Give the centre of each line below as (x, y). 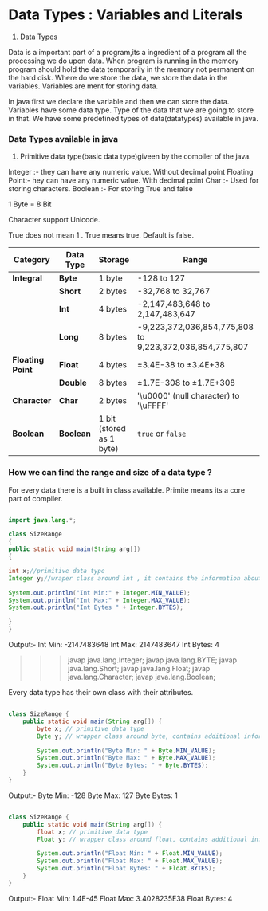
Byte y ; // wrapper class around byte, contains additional (139, 736)
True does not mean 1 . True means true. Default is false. (101, 235)
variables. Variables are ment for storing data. (83, 86)
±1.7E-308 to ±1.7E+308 (186, 383)
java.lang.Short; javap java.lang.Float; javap (139, 669)
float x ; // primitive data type (93, 832)
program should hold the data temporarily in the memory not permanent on (132, 69)
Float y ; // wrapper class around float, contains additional (142, 839)
